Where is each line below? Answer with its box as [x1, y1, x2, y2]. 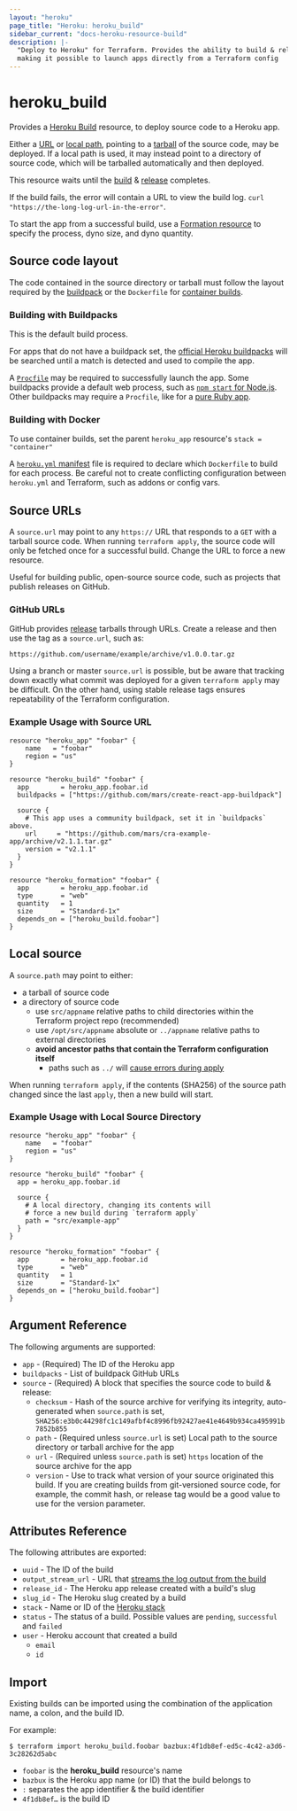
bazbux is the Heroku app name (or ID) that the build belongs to [21, 1775, 252, 1785]
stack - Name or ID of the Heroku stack [21, 1602, 166, 1613]
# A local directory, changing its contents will [25, 1201, 212, 1209]
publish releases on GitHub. [9, 581, 110, 592]
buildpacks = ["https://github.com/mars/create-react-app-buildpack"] [17, 790, 283, 799]
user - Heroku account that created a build [21, 1630, 178, 1641]
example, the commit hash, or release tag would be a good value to [34, 1488, 281, 1499]
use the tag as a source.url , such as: [9, 633, 144, 643]
